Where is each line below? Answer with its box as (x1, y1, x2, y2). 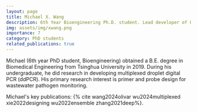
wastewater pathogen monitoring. (6, 82, 88, 89)
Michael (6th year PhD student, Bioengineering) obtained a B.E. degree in (6, 57, 184, 64)
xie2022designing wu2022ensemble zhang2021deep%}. (6, 99, 144, 106)
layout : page (6, 8, 38, 15)
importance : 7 (6, 30, 41, 36)
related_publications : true (6, 41, 75, 47)
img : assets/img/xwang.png (6, 24, 72, 31)
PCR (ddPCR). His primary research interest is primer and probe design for (6, 75, 186, 82)
